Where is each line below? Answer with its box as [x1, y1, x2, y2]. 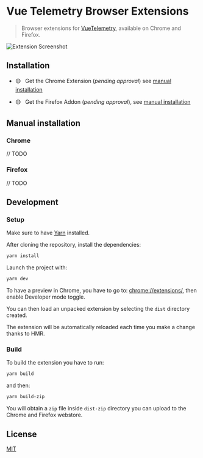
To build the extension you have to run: [6, 359, 104, 366]
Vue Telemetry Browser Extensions [6, 4, 189, 18]
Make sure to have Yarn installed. [6, 229, 90, 236]
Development [6, 197, 59, 208]
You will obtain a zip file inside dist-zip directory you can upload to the [6, 405, 187, 412]
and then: [6, 382, 30, 389]
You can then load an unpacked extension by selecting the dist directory [6, 305, 190, 313]
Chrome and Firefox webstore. [6, 411, 83, 419]
